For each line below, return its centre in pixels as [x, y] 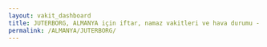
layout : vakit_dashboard [50, 16]
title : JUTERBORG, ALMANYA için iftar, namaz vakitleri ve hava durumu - [134, 23]
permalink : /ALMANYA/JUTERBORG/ [62, 30]
